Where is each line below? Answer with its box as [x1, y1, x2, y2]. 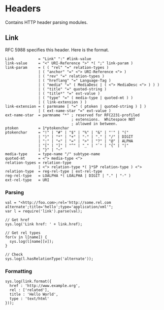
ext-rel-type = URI [5, 177, 50, 182]
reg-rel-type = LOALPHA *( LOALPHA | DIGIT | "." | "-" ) [5, 173, 131, 178]
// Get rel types [5, 230, 41, 235]
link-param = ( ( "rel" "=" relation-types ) [5, 65, 109, 70]
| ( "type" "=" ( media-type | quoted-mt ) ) [38, 95, 133, 100]
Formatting [5, 267, 33, 274]
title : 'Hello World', [9, 292, 58, 297]
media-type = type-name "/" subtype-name [5, 151, 100, 156]
